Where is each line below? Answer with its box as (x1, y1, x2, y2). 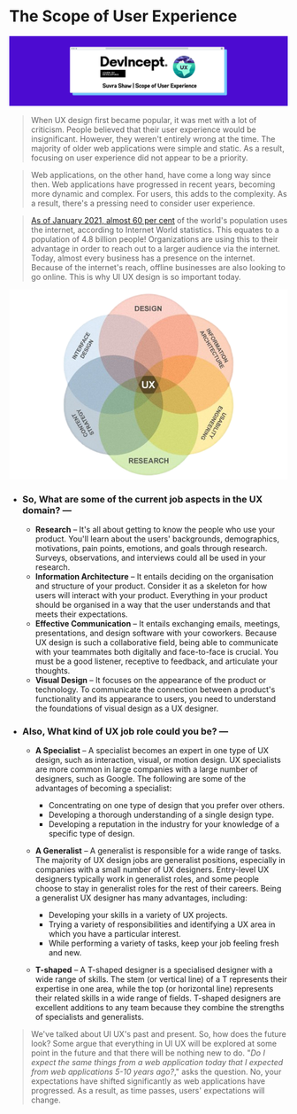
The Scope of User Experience (9, 6, 238, 27)
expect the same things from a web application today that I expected (30, 1057, 284, 1068)
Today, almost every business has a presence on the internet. (30, 253, 255, 263)
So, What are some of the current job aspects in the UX (21, 493, 263, 505)
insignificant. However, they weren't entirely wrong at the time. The (30, 133, 276, 144)
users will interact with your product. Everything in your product (34, 589, 268, 600)
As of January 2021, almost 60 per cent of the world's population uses (30, 214, 288, 225)
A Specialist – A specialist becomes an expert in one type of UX (34, 745, 270, 756)
